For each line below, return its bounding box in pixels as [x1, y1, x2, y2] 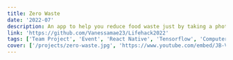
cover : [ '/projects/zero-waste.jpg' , [7, 42, 116, 49]
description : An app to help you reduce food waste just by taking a [7, 23, 213, 30]
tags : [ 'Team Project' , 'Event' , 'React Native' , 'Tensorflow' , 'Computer [7, 36, 228, 43]
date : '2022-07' [7, 17, 54, 23]
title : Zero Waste [7, 10, 60, 17]
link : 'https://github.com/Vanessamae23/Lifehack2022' [7, 29, 169, 37]
